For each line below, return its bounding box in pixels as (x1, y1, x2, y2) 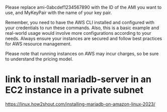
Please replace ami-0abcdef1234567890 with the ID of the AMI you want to (5, 5, 162, 10)
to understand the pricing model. (5, 56, 73, 62)
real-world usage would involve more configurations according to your (5, 30, 151, 36)
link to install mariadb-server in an (5, 74, 152, 85)
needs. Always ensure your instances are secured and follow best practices (5, 35, 162, 41)
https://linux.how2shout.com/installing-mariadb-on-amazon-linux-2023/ (5, 101, 155, 107)
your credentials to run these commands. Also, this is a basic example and (5, 25, 159, 31)
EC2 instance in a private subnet (5, 84, 144, 96)
